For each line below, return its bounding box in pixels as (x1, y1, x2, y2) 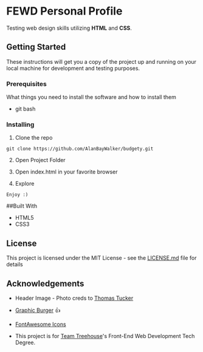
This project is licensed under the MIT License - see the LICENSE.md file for (6, 254, 197, 262)
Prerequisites (6, 80, 47, 88)
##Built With (6, 202, 38, 210)
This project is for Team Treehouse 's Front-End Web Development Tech (15, 332, 195, 339)
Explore (15, 180, 35, 188)
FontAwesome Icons (15, 320, 66, 328)
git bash (15, 105, 36, 113)
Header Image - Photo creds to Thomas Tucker (15, 294, 134, 302)
